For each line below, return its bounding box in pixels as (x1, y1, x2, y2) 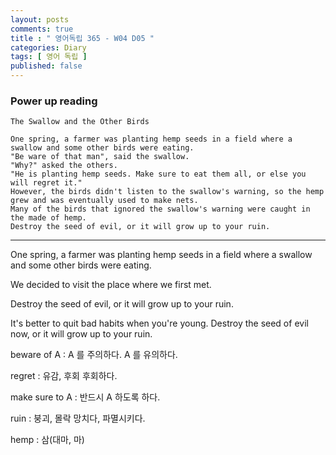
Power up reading (10, 94, 98, 108)
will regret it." (10, 178, 83, 188)
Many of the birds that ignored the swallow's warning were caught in (10, 204, 311, 215)
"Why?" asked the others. (10, 161, 118, 171)
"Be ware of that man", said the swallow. (10, 152, 190, 162)
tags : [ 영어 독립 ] (10, 52, 88, 62)
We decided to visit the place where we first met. (10, 279, 212, 291)
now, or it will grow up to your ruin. (10, 328, 153, 340)
